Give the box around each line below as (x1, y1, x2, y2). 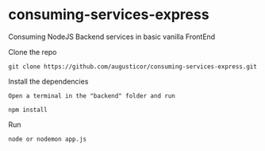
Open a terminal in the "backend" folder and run (8, 91, 176, 100)
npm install (8, 106, 48, 114)
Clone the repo (8, 47, 57, 56)
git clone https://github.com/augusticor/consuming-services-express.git (8, 62, 258, 71)
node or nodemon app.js (8, 135, 87, 143)
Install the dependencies (8, 76, 89, 86)
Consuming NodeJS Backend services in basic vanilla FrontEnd (8, 32, 216, 41)
